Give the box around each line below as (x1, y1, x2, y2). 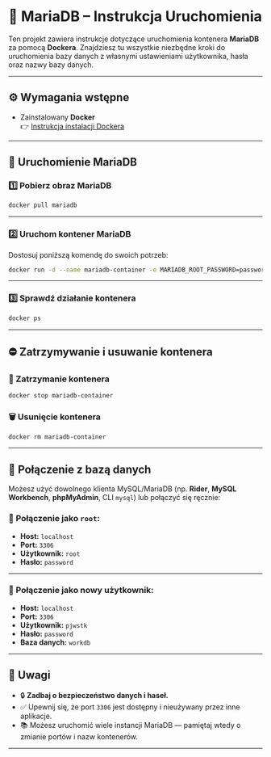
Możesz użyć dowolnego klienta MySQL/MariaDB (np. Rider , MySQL (8, 484, 237, 494)
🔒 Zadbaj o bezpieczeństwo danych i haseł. (19, 690, 169, 700)
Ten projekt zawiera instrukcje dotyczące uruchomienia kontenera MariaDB (8, 34, 260, 44)
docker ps (8, 314, 42, 322)
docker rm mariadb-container (8, 432, 106, 441)
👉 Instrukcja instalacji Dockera (19, 121, 125, 131)
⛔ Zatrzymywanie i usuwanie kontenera (8, 345, 213, 359)
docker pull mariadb (8, 201, 78, 209)
